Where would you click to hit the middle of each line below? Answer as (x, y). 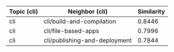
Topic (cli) (24, 11)
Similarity (151, 11)
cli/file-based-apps (71, 31)
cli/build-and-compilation (80, 21)
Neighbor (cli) (88, 11)
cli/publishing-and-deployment (88, 40)
